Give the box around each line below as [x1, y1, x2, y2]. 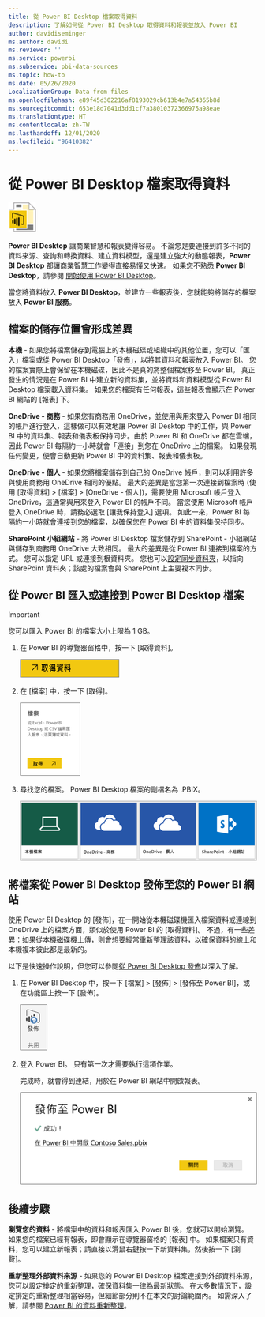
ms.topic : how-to [8, 71, 65, 79]
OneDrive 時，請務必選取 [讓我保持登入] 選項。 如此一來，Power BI [23, 506, 242, 517]
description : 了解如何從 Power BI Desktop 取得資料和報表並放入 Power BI [8, 21, 238, 29]
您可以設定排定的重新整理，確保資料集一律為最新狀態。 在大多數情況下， [8, 1281, 245, 1291]
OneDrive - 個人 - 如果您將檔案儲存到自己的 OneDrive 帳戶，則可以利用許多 [8, 467, 254, 477]
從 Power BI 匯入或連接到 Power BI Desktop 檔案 [8, 589, 244, 602]
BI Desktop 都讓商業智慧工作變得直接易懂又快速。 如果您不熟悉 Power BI [8, 261, 246, 270]
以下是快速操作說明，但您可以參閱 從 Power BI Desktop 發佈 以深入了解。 [8, 961, 243, 971]
